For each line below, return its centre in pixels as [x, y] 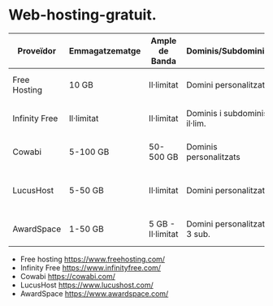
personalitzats [214, 157]
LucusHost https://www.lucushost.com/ [87, 285]
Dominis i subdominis [227, 113]
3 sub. [198, 234]
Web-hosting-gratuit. [82, 15]
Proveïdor [37, 50]
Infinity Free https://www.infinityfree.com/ [90, 267]
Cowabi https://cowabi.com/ [68, 276]
